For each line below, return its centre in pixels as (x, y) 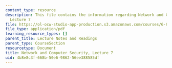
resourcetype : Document (31, 48)
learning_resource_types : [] (36, 34)
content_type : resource (31, 10)
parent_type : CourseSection (35, 43)
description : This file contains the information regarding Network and (84, 15)
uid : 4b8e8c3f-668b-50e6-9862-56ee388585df (52, 58)
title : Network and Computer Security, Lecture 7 (59, 53)
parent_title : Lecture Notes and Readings (51, 39)
